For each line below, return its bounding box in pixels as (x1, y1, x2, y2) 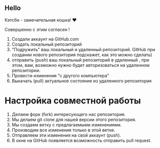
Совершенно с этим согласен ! (4, 27, 70, 32)
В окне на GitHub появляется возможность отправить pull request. (11, 137, 152, 143)
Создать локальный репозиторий (11, 41, 82, 47)
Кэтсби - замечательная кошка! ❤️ (4, 17, 77, 23)
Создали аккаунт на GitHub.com (11, 36, 79, 42)
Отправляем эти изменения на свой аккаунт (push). (11, 132, 121, 138)
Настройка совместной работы (4, 95, 141, 106)
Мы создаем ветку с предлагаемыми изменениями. (11, 121, 122, 127)
